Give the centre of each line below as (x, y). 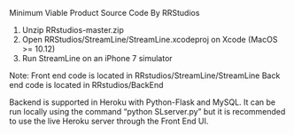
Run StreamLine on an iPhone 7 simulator (97, 58)
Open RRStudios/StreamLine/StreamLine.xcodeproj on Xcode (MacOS (150, 40)
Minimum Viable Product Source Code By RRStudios (104, 13)
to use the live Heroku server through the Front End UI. (109, 121)
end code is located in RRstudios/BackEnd (86, 85)
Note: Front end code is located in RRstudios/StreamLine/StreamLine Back (145, 75)
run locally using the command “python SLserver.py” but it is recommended (147, 111)
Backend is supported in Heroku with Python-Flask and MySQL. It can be (143, 102)
